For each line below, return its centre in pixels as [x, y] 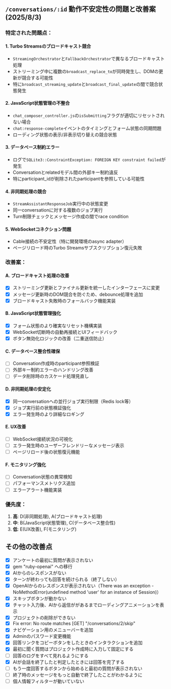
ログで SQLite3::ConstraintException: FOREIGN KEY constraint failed [87, 159]
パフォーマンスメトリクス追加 [44, 483]
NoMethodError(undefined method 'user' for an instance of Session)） [87, 592]
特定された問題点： [29, 33]
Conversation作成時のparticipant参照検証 [56, 363]
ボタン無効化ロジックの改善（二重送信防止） [60, 338]
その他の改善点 [29, 547]
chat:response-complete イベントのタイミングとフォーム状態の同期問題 [87, 128]
